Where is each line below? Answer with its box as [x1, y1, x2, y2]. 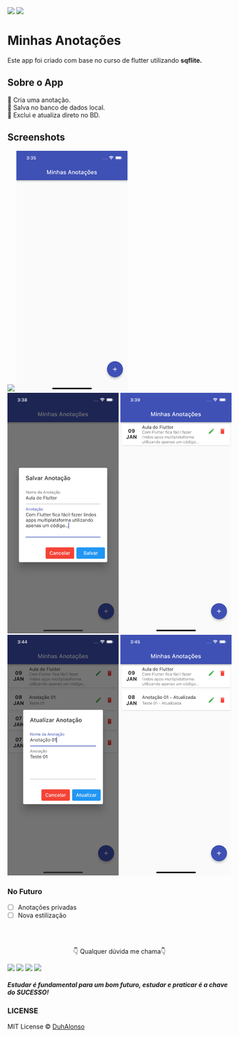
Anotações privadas [17, 902, 77, 911]
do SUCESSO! [7, 988, 49, 996]
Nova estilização [17, 911, 67, 920]
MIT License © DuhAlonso [7, 1022, 85, 1031]
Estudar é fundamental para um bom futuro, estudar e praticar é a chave [7, 981, 228, 989]
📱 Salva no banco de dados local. [7, 103, 105, 112]
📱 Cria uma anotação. [7, 95, 71, 104]
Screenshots [7, 132, 65, 144]
